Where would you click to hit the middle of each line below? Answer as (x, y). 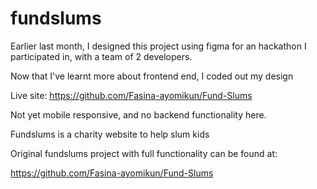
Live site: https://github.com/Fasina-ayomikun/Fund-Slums (131, 95)
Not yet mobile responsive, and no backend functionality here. (138, 114)
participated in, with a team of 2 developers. (101, 56)
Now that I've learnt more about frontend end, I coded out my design (152, 76)
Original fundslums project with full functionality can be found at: (144, 153)
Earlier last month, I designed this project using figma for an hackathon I (158, 46)
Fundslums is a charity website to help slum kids (110, 134)
